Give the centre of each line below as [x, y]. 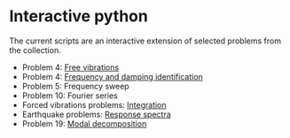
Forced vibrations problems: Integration [94, 104]
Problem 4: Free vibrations [71, 67]
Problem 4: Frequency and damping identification [113, 76]
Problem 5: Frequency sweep [76, 86]
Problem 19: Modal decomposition [84, 123]
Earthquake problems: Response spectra [96, 114]
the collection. [35, 50]
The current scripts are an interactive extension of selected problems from [145, 41]
